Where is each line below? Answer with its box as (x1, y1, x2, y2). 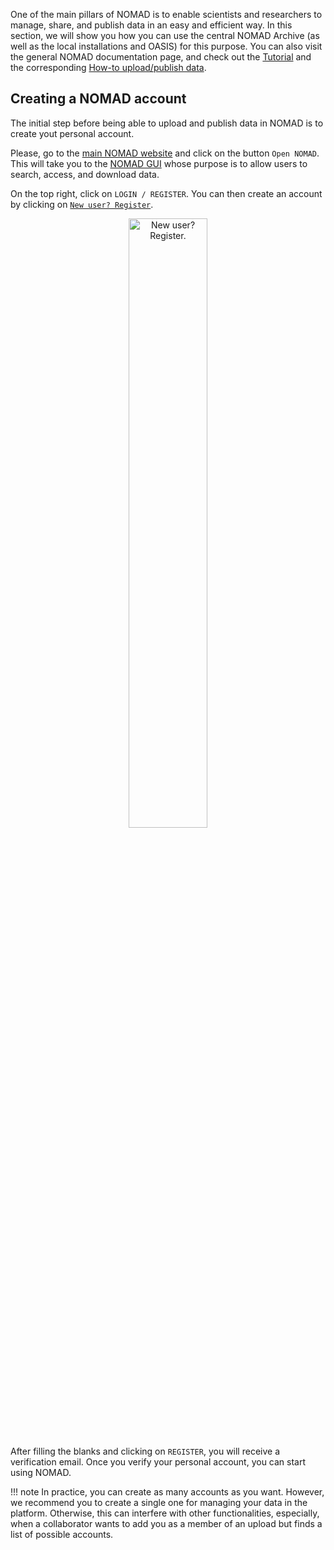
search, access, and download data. (10, 168, 160, 180)
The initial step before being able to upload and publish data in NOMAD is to (10, 117, 324, 129)
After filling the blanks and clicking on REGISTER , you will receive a (10, 1445, 281, 1457)
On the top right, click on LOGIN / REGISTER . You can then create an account (10, 187, 323, 199)
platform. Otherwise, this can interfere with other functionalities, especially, (10, 1507, 320, 1519)
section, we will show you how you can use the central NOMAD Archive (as (10, 30, 320, 41)
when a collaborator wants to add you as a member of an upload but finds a (10, 1517, 323, 1529)
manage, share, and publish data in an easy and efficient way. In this (10, 19, 293, 31)
